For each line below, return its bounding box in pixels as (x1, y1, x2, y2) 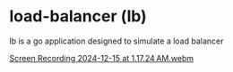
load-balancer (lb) (9, 6, 148, 27)
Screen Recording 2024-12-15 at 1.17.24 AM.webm (9, 52, 194, 63)
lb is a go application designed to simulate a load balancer (9, 36, 224, 46)
